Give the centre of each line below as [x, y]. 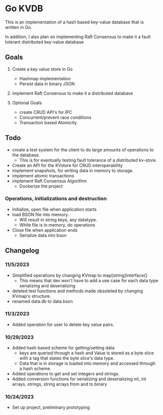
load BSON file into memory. [40, 214]
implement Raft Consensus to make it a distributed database [72, 93]
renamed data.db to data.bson [42, 301]
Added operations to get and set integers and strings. [66, 374]
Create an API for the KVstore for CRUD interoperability [67, 165]
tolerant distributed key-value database [45, 42]
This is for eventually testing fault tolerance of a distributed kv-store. [88, 160]
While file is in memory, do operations [57, 225]
